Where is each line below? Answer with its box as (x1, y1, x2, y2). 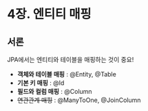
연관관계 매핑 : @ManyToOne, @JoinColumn (17, 96, 141, 104)
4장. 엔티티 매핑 (7, 6, 92, 22)
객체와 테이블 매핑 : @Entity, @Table (17, 70, 117, 78)
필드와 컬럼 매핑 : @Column (17, 88, 92, 95)
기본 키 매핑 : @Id (17, 79, 65, 87)
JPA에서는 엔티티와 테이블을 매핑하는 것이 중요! (7, 56, 134, 63)
